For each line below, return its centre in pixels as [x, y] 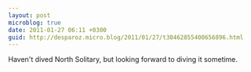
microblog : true [35, 23]
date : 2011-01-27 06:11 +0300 [58, 30]
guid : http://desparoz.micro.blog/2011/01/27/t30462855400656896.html [126, 37]
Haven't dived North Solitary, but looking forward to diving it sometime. [123, 59]
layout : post [29, 15]
